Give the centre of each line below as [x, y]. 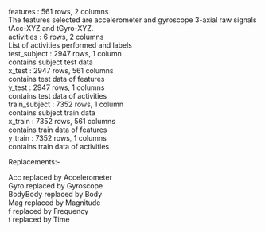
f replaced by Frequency [49, 211]
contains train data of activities [59, 147]
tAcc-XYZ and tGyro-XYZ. [51, 28]
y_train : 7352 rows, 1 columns [58, 138]
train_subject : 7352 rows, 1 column [66, 104]
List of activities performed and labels [70, 45]
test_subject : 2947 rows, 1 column [65, 54]
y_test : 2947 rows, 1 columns [57, 87]
